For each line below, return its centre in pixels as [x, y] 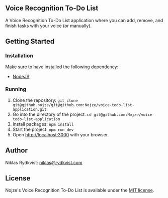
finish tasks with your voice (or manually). [49, 26]
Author [16, 151]
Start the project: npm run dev [43, 129]
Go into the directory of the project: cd [52, 114]
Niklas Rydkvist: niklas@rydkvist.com [44, 162]
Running [16, 89]
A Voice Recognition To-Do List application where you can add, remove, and [84, 20]
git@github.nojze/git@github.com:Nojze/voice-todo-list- [73, 105]
